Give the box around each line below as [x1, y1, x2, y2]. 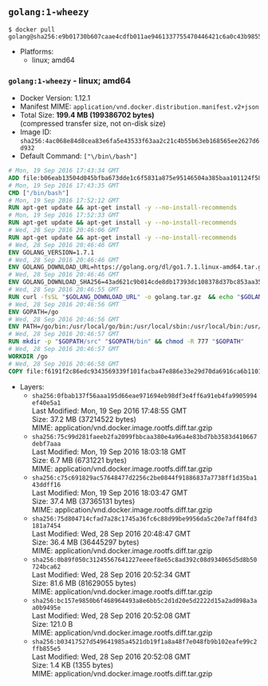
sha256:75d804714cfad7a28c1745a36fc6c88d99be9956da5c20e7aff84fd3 [31, 515, 258, 523]
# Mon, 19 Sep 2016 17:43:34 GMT [8, 167, 120, 175]
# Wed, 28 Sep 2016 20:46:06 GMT [8, 226, 120, 234]
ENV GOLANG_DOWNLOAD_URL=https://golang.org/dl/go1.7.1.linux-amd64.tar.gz [8, 263, 266, 271]
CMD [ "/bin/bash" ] [8, 189, 69, 197]
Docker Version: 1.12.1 [19, 94, 91, 103]
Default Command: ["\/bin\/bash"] [19, 151, 138, 161]
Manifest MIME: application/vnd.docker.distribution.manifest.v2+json [19, 102, 259, 111]
